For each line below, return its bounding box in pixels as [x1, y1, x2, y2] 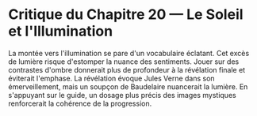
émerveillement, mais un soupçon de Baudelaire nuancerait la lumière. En [8, 81, 248, 92]
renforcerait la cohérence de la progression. [8, 99, 152, 108]
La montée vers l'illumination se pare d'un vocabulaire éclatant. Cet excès [8, 48, 250, 58]
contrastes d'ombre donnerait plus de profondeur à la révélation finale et [8, 65, 246, 74]
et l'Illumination [8, 22, 113, 40]
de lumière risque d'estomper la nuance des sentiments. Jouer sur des [8, 57, 240, 66]
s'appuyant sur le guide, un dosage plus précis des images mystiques [8, 90, 236, 99]
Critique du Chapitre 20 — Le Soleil [8, 6, 244, 24]
